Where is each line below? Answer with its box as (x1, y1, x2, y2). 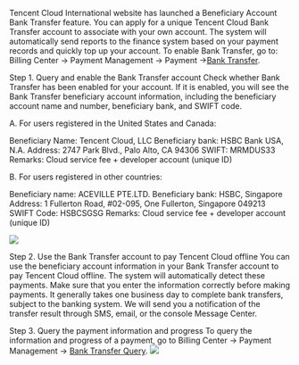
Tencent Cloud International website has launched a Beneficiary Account (9, 8, 278, 18)
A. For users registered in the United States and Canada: (9, 118, 217, 129)
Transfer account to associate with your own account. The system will (9, 27, 267, 37)
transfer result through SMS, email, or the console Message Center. (9, 308, 257, 319)
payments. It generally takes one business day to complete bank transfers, (9, 289, 284, 300)
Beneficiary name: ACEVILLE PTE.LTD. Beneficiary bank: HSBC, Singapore (9, 189, 283, 199)
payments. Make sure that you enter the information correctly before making (9, 280, 291, 290)
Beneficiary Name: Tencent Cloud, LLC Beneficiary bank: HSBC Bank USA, (9, 136, 284, 145)
